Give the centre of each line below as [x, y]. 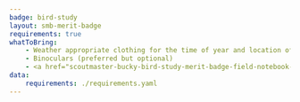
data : [19, 75]
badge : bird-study [43, 17]
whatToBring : [33, 42]
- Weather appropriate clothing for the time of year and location [153, 51]
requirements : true [46, 34]
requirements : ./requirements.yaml [92, 83]
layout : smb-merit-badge [55, 26]
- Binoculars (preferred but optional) [100, 59]
